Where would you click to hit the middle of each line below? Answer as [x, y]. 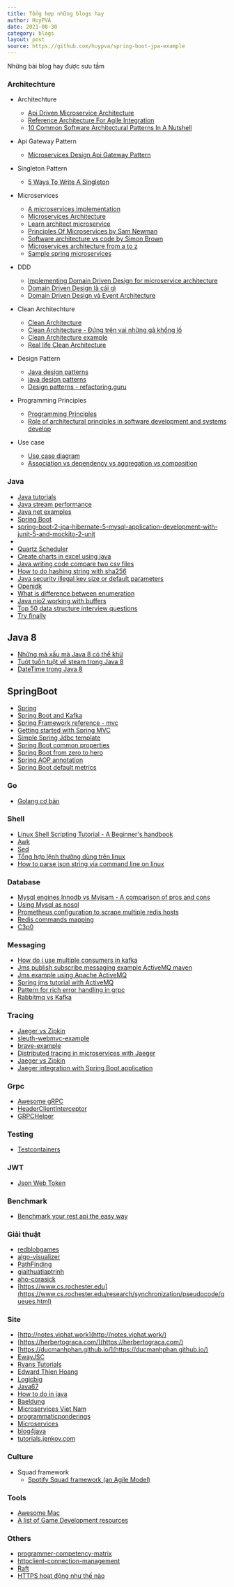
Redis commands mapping [55, 919]
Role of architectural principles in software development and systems [127, 422]
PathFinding [34, 1264]
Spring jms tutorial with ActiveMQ [65, 982]
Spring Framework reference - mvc [68, 723]
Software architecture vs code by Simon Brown [95, 239]
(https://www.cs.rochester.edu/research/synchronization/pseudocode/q [121, 1294]
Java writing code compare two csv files [76, 563]
